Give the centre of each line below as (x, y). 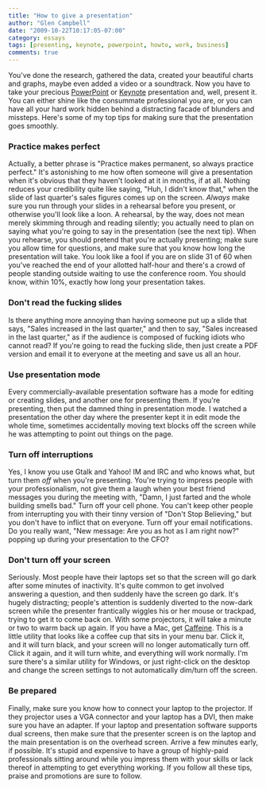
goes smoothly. (33, 126)
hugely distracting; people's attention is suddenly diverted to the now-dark (131, 603)
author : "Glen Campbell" (49, 23)
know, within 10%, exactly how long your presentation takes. (107, 282)
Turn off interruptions (51, 454)
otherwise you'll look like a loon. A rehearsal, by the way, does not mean (126, 215)
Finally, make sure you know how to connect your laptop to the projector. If (131, 708)
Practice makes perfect (54, 146)
